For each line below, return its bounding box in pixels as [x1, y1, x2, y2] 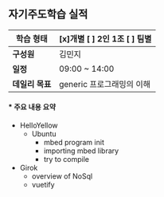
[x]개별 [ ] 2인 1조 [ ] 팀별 [58, 33, 152, 44]
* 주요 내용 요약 [8, 102, 57, 112]
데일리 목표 [12, 78, 52, 89]
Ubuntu [31, 129, 57, 139]
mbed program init [43, 138, 105, 148]
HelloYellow [19, 120, 58, 130]
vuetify [31, 180, 55, 190]
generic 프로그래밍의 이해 [58, 78, 151, 89]
